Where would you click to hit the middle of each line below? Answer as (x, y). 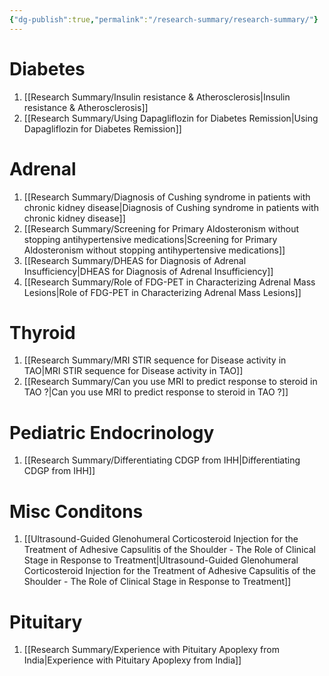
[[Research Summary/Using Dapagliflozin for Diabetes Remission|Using (171, 118)
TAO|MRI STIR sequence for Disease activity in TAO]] (133, 371)
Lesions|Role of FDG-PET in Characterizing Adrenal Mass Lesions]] (162, 292)
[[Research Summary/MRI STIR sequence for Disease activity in (155, 360)
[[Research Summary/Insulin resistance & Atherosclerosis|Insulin (157, 97)
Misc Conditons (76, 511)
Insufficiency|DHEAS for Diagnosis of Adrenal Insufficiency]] (148, 271)
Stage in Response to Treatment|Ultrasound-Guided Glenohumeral (161, 560)
